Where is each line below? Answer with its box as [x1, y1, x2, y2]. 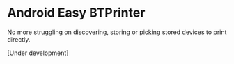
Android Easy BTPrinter [7, 5, 146, 21]
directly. [7, 35, 31, 43]
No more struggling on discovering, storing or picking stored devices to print [7, 28, 227, 36]
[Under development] [7, 49, 69, 57]
